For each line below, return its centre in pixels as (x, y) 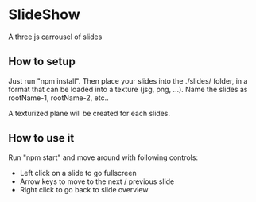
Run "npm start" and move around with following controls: (103, 157)
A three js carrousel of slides (55, 37)
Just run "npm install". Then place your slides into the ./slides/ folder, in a (128, 80)
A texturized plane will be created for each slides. (89, 113)
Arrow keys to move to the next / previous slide (97, 181)
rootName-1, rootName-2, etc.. (58, 98)
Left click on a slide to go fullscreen (78, 173)
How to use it (41, 138)
